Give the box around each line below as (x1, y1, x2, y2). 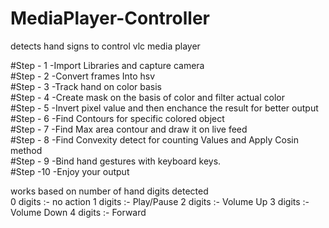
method (10, 144, 43, 156)
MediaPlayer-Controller (10, 7, 210, 30)
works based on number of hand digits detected (10, 185, 209, 197)
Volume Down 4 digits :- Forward (10, 206, 147, 218)
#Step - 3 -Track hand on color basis (10, 80, 162, 92)
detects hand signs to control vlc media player (10, 40, 201, 52)
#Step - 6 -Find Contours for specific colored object (10, 112, 225, 124)
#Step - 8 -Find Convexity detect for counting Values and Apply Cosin (10, 133, 299, 146)
